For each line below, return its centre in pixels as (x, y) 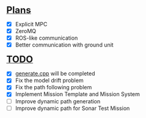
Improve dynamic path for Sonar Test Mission (72, 108)
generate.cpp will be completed (55, 73)
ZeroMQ (26, 31)
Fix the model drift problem (49, 81)
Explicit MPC (31, 24)
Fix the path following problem (53, 87)
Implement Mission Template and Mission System (78, 94)
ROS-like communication (46, 38)
